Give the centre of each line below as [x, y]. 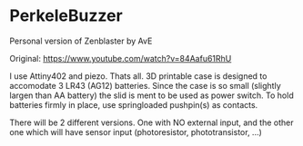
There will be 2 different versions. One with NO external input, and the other [151, 122]
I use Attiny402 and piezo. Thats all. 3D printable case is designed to [138, 76]
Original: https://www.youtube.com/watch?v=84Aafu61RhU [121, 58]
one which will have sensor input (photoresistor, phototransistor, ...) [136, 131]
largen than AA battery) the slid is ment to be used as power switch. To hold [151, 95]
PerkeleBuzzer [66, 16]
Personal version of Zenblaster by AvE [81, 41]
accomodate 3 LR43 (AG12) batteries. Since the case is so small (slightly [146, 85]
